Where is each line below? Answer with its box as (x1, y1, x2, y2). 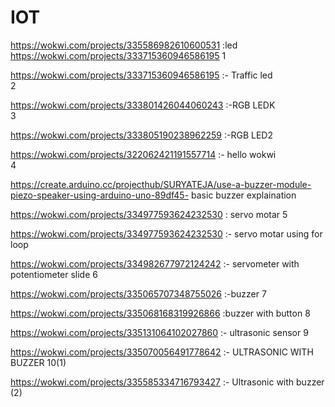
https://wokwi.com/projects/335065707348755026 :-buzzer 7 (10, 287, 267, 300)
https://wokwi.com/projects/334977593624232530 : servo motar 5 (10, 208, 288, 220)
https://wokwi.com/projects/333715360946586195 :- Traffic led (10, 69, 273, 81)
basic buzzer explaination (191, 189, 297, 201)
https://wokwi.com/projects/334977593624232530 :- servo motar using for (10, 227, 323, 240)
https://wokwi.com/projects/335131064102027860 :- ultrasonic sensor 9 (10, 326, 309, 338)
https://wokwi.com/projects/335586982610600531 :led (10, 39, 238, 51)
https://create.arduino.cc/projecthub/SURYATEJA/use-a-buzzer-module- (10, 178, 312, 190)
